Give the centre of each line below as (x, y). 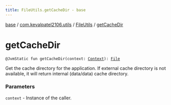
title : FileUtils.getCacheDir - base (46, 10)
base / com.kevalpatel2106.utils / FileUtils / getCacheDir (64, 24)
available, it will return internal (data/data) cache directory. (67, 73)
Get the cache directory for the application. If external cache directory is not (86, 68)
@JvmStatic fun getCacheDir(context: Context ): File (63, 59)
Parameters (20, 87)
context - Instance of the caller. (38, 98)
